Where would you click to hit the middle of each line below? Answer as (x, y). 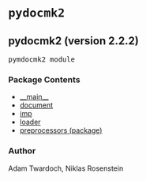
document (36, 105)
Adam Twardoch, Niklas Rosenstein (66, 168)
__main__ (34, 97)
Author (22, 151)
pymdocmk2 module (41, 60)
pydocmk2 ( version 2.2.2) (74, 41)
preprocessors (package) (61, 130)
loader (30, 122)
